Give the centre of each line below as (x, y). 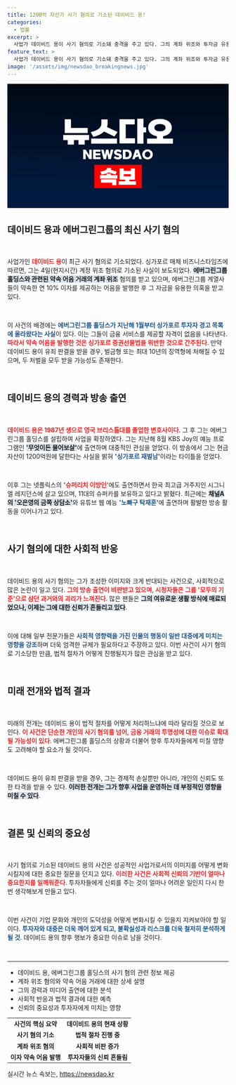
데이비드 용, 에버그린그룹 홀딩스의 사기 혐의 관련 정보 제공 (96, 973)
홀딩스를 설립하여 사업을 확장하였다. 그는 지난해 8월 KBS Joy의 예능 (119, 438)
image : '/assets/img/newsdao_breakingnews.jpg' (78, 67)
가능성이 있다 (32, 740)
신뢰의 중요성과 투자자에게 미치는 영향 (69, 1008)
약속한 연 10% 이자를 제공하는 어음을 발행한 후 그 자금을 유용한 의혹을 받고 (122, 288)
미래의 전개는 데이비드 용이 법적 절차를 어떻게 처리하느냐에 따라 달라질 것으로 (112, 723)
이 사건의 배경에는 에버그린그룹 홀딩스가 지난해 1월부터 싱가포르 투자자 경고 (109, 325)
